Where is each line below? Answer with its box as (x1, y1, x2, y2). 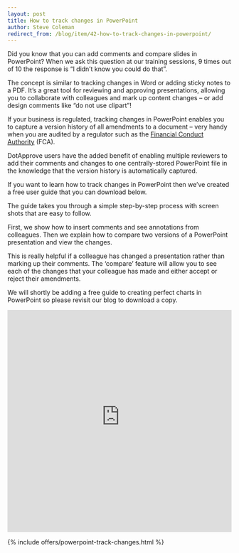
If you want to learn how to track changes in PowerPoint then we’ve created (7, 181, 230, 189)
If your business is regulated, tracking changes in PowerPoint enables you (7, 115, 225, 124)
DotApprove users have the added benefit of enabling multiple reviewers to (7, 151, 228, 160)
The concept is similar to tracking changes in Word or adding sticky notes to (7, 79, 231, 87)
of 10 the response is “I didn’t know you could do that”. (7, 65, 168, 73)
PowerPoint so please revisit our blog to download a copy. (7, 296, 178, 304)
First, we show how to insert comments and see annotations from (7, 223, 199, 232)
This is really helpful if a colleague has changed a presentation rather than (7, 252, 225, 260)
